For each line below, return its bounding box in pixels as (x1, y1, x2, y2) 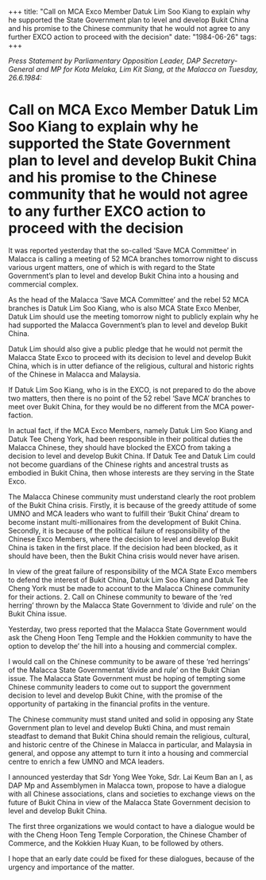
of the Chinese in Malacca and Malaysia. (8, 370, 141, 379)
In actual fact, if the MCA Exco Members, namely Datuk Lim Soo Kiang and (8, 425, 253, 435)
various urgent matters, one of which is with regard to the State (8, 262, 216, 272)
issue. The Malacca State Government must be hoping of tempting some (8, 673, 246, 683)
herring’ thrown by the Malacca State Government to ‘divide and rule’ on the (8, 600, 256, 610)
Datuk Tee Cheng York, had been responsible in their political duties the (8, 434, 244, 444)
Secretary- (202, 56, 238, 65)
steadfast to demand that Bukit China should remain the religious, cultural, (8, 731, 251, 741)
